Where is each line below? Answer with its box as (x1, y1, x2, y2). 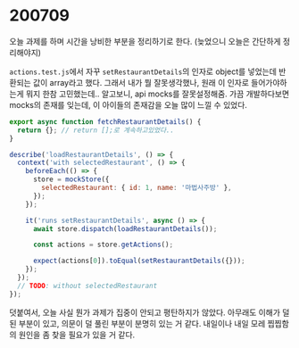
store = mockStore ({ (32, 175, 110, 184)
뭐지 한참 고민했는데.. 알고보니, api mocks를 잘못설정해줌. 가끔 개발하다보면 (25, 88, 290, 99)
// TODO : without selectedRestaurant (17, 281, 158, 290)
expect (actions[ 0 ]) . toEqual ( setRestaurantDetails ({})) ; (32, 256, 245, 266)
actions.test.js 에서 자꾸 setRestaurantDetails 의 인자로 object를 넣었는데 (9, 66, 277, 77)
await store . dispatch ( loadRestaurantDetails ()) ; (32, 224, 218, 233)
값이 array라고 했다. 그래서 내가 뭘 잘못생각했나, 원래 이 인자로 (32, 77, 250, 87)
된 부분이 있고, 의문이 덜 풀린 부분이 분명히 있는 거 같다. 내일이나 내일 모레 (9, 318, 266, 328)
